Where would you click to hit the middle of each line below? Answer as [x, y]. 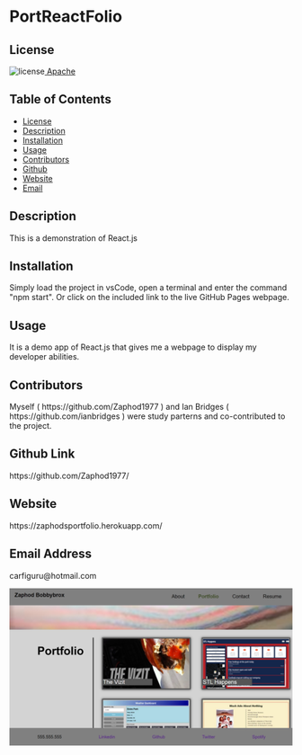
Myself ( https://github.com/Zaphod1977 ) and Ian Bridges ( [119, 407]
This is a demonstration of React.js [73, 238]
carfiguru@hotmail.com [53, 575]
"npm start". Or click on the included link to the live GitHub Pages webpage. [149, 298]
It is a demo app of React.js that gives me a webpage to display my [133, 347]
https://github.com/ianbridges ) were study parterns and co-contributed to [147, 416]
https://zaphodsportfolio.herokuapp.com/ [86, 525]
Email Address [51, 554]
